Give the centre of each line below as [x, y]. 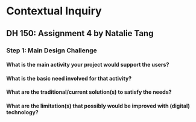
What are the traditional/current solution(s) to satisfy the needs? [89, 92]
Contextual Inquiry [54, 11]
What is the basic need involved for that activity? [69, 78]
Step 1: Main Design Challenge [52, 50]
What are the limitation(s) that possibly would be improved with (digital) [98, 106]
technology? [23, 112]
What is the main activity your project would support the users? [88, 65]
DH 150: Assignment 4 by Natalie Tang [80, 33]
